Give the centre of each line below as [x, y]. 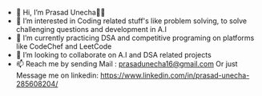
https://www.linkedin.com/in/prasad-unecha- [175, 75]
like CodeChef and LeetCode [64, 46]
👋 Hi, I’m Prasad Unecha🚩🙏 [60, 12]
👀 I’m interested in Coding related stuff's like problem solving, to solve [131, 21]
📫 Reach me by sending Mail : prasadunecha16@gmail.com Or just [127, 64]
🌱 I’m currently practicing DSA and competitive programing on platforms [135, 38]
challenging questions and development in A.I [91, 29]
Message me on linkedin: [57, 75]
